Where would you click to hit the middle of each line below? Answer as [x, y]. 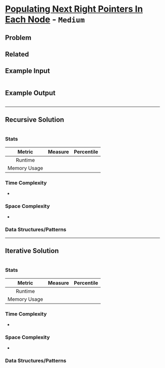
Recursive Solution [35, 120]
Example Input [27, 71]
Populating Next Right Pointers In [74, 9]
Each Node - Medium [45, 19]
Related [17, 54]
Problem [18, 38]
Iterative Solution [32, 251]
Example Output [30, 93]
